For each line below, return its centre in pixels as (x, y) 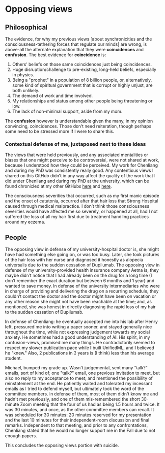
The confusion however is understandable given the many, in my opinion (79, 121)
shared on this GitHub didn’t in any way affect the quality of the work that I (80, 176)
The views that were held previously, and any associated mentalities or (77, 155)
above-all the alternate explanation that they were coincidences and (74, 49)
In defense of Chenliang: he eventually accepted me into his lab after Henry (82, 322)
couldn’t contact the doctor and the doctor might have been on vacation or (81, 296)
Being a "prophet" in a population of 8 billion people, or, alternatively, (82, 80)
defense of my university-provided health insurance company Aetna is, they (82, 270)
